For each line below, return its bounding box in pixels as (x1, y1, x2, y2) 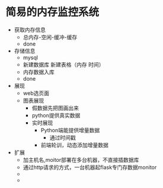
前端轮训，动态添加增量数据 (40, 141, 109, 148)
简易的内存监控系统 (5, 5, 100, 19)
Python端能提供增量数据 (40, 126, 100, 133)
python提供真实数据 (31, 111, 81, 119)
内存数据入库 (23, 68, 55, 75)
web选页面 (23, 90, 50, 97)
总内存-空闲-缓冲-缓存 (23, 33, 78, 40)
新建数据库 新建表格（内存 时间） (23, 60, 104, 68)
